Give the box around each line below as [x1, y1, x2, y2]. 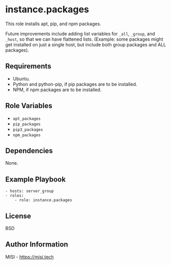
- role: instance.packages [14, 198, 72, 203]
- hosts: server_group [5, 189, 54, 194]
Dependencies [5, 146, 53, 155]
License [5, 211, 31, 220]
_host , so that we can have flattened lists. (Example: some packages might [5, 36, 163, 42]
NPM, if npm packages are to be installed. [12, 86, 102, 93]
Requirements [5, 62, 51, 70]
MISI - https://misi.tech [5, 254, 54, 260]
